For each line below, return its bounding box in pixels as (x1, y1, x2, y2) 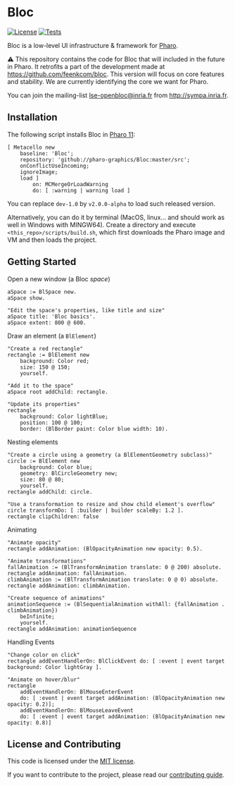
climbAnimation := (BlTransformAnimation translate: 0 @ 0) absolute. (7, 576, 219, 583)
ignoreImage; (20, 168, 58, 176)
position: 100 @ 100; (20, 419, 83, 426)
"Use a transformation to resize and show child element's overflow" (7, 501, 216, 508)
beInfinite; (20, 613, 55, 620)
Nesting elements (7, 438, 58, 446)
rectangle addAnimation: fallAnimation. (7, 570, 128, 577)
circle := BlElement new (7, 458, 80, 465)
